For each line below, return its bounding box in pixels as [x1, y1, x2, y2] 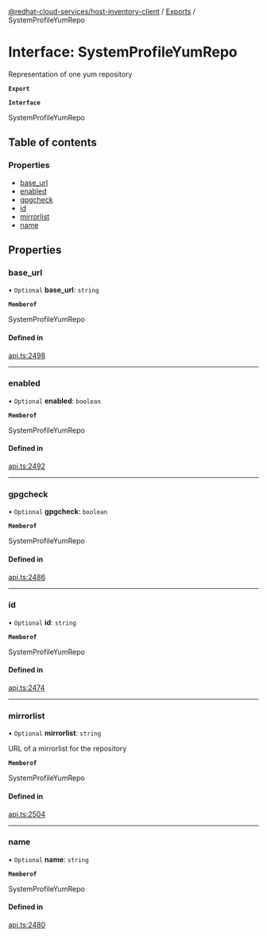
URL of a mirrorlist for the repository [8, 744, 127, 754]
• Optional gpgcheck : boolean [8, 507, 108, 516]
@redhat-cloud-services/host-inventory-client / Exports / [8, 7, 196, 16]
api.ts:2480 [8, 920, 46, 930]
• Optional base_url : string [8, 285, 99, 295]
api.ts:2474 [8, 683, 45, 692]
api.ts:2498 [8, 351, 46, 360]
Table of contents [8, 135, 97, 150]
